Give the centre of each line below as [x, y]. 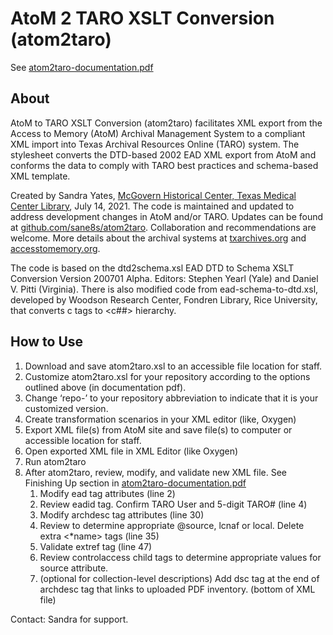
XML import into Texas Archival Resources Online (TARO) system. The [155, 144]
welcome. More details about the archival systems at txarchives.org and [158, 238]
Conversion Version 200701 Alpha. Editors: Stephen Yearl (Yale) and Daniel [164, 278]
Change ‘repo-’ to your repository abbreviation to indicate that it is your [171, 398]
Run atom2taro [55, 461]
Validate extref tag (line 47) [96, 546]
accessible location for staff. [83, 440]
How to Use [47, 342]
